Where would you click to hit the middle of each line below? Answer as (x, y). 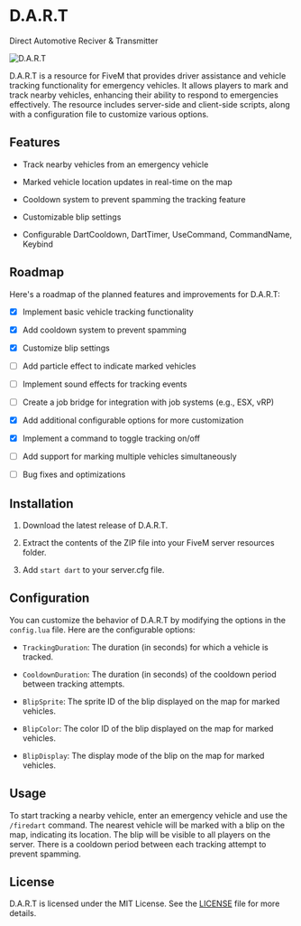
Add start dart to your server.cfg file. (93, 570)
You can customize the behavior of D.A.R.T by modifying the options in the (148, 620)
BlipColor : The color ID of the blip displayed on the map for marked (148, 728)
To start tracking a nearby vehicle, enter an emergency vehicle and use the (149, 815)
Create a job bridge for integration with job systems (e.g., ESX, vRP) (148, 402)
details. (23, 913)
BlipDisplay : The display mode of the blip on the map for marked (143, 755)
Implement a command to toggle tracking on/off (111, 438)
